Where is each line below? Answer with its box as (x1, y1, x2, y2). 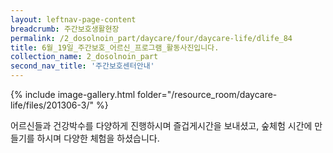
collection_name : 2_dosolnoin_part (10, 52, 159, 62)
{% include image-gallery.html (10, 89, 136, 100)
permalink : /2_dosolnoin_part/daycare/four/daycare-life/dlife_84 (10, 33, 293, 43)
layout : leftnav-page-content (10, 14, 137, 25)
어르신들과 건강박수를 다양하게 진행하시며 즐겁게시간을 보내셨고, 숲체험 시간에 (10, 120, 313, 131)
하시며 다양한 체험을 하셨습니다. (36, 132, 160, 144)
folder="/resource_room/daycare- (136, 89, 278, 100)
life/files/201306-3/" (10, 99, 95, 111)
